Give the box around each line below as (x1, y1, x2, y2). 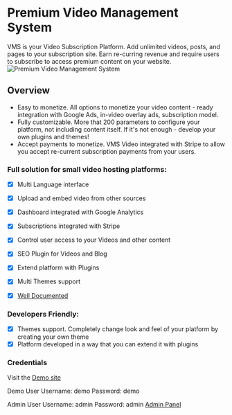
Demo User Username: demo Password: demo (7, 387, 140, 396)
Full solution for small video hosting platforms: (7, 164, 168, 174)
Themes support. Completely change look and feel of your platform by (17, 324, 219, 333)
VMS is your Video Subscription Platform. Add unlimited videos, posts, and (7, 42, 220, 51)
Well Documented (17, 291, 69, 299)
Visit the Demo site (7, 373, 61, 382)
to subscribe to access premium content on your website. (7, 57, 172, 65)
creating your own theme (17, 333, 89, 341)
